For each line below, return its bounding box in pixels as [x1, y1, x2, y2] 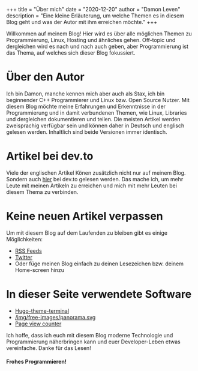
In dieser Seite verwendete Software [6, 288, 192, 301]
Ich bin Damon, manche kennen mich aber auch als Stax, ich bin [6, 90, 165, 97]
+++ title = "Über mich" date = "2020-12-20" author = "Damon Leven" [6, 6, 181, 13]
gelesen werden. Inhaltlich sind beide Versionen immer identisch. [6, 128, 167, 135]
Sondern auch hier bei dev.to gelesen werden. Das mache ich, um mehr [6, 175, 184, 182]
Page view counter [14, 320, 62, 327]
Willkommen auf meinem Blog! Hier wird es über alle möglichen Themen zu [6, 30, 192, 37]
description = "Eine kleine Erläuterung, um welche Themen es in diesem [6, 12, 185, 19]
